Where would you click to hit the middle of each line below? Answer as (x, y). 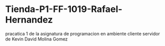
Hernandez (29, 20)
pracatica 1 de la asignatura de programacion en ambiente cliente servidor (83, 33)
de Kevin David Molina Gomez (37, 39)
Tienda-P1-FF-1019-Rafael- (64, 9)
